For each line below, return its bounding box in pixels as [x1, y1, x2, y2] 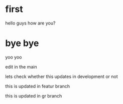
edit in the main [5, 63, 37, 69]
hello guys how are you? [5, 20, 56, 26]
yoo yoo [5, 54, 22, 60]
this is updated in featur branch [5, 83, 70, 89]
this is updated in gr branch [5, 92, 62, 98]
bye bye [5, 37, 39, 49]
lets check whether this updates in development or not [5, 73, 118, 79]
